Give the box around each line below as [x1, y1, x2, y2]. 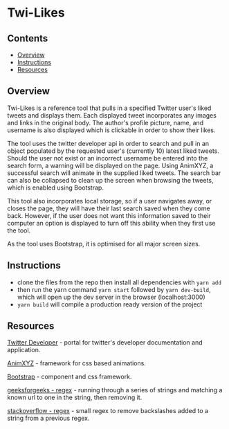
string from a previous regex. [7, 414, 90, 423]
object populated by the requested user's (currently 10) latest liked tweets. [7, 147, 219, 155]
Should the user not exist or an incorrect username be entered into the [7, 154, 208, 162]
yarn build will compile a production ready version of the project [17, 300, 203, 309]
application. [7, 346, 41, 354]
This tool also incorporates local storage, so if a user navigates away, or [7, 197, 212, 205]
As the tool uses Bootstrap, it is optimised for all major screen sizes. [7, 239, 201, 248]
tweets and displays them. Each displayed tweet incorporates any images [7, 111, 217, 119]
